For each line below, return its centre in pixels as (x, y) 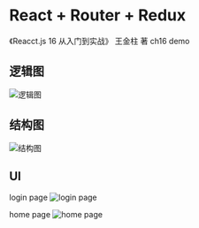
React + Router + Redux (98, 15)
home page (30, 215)
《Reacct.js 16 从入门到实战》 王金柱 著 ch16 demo (99, 41)
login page (29, 198)
